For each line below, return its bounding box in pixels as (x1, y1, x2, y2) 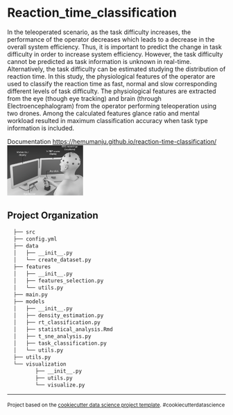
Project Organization (7, 209, 98, 221)
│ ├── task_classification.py (13, 340, 107, 347)
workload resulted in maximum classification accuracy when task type (7, 116, 208, 124)
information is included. (7, 124, 75, 132)
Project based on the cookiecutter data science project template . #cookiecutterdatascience (7, 402, 225, 409)
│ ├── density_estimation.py (13, 312, 104, 319)
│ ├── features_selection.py (13, 277, 104, 284)
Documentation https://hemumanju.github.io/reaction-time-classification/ (7, 137, 217, 145)
